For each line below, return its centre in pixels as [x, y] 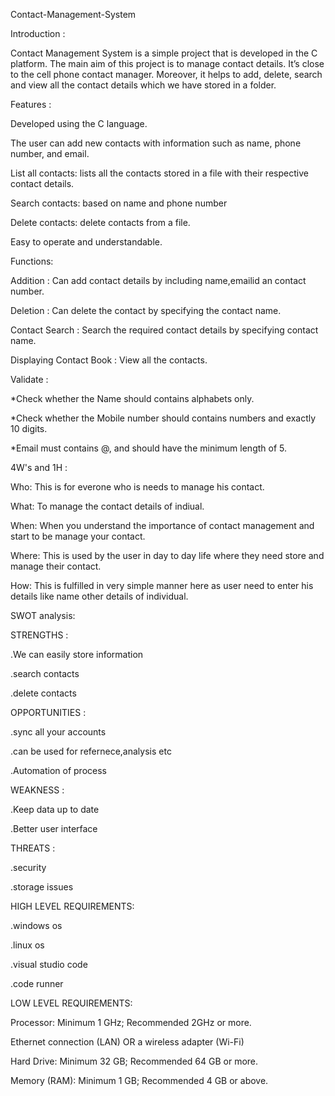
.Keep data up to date [55, 809]
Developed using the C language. [79, 123]
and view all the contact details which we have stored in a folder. [143, 85]
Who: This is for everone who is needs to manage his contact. [137, 487]
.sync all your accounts [58, 732]
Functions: [32, 261]
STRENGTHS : [39, 635]
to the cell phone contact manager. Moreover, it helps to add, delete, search [166, 74]
